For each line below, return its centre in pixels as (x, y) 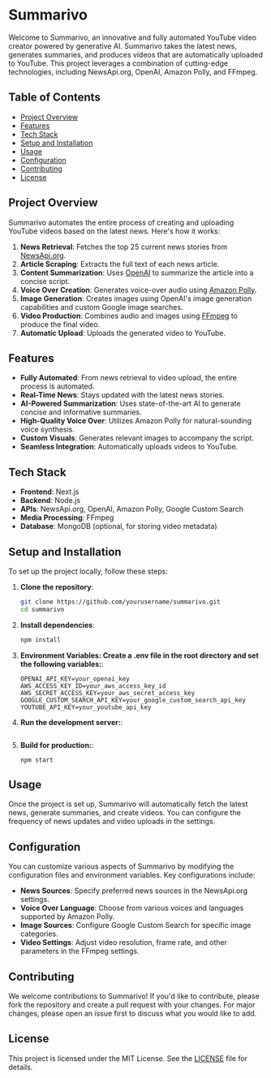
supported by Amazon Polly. (67, 917)
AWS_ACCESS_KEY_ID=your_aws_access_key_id (93, 686)
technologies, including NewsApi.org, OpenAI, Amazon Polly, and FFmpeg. (133, 71)
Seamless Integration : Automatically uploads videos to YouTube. (129, 447)
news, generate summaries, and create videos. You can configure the (125, 813)
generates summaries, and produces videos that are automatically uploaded (136, 54)
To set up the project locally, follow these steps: (88, 571)
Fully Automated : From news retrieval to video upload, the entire (129, 378)
